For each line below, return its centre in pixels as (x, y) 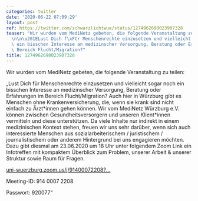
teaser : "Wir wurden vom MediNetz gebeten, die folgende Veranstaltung (96, 33)
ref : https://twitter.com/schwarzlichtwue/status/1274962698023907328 (95, 28)
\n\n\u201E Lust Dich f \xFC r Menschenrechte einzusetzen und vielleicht (101, 39)
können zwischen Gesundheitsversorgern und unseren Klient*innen (88, 115)
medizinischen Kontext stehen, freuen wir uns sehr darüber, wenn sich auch (98, 127)
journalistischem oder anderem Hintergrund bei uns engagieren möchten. (95, 139)
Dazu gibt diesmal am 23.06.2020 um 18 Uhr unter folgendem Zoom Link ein (99, 146)
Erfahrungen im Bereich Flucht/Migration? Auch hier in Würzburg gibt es (94, 96)
